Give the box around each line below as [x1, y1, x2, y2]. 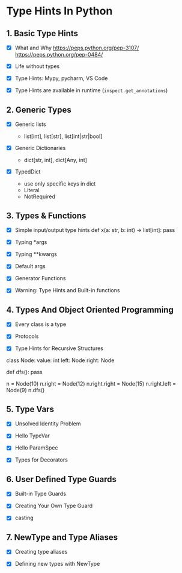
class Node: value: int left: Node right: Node [6, 357, 115, 364]
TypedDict [14, 168, 41, 175]
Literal [23, 187, 40, 194]
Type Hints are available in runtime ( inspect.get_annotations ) [14, 87, 168, 94]
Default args [14, 263, 46, 270]
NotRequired [23, 193, 56, 200]
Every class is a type [14, 321, 67, 328]
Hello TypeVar [14, 432, 50, 439]
